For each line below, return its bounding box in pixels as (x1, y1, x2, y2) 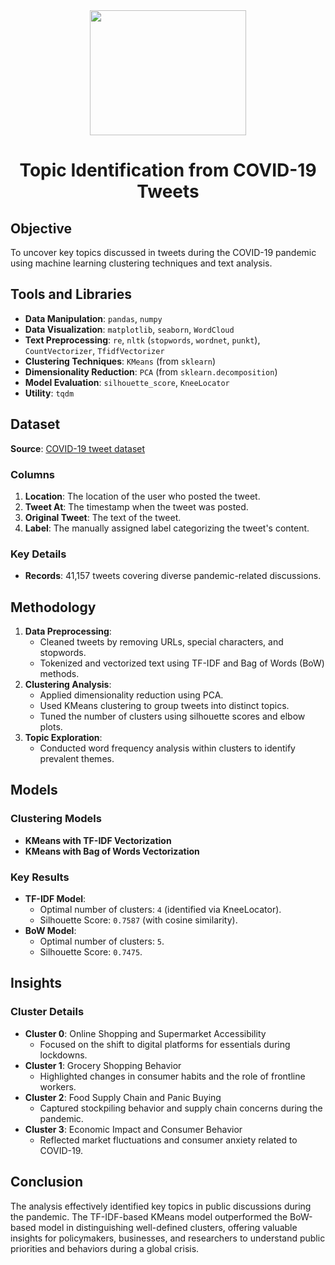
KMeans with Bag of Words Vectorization (24, 845, 200, 857)
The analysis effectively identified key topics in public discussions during (10, 1200, 312, 1212)
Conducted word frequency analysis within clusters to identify (39, 742, 296, 754)
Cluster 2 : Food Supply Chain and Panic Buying (24, 1091, 222, 1103)
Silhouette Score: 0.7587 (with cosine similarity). (39, 914, 238, 926)
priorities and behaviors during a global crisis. (10, 1242, 200, 1254)
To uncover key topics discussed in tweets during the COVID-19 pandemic (10, 247, 317, 258)
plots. (39, 721, 63, 733)
